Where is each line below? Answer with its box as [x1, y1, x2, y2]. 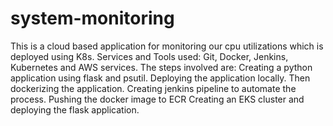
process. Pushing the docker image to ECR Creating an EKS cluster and [10, 93, 305, 105]
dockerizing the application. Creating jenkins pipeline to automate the [10, 82, 297, 94]
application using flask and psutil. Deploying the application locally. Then [10, 72, 311, 84]
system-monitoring [10, 7, 175, 30]
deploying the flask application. [10, 103, 140, 116]
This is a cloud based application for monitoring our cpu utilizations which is [10, 40, 324, 52]
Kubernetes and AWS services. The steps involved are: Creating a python [10, 61, 313, 73]
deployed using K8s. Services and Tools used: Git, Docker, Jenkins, [10, 50, 289, 62]
